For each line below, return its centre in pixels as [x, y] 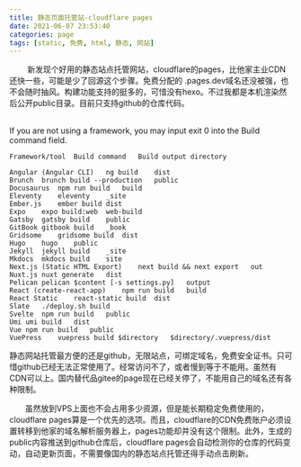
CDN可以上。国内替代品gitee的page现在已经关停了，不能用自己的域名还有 [147, 378]
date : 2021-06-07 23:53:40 [60, 26]
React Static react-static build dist [90, 299]
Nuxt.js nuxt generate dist [66, 275]
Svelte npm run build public [70, 314]
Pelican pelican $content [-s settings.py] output [110, 283]
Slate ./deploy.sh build [60, 307]
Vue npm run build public [62, 330]
